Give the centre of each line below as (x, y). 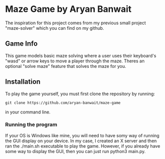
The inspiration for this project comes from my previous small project (76, 23)
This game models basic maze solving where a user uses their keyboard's (81, 55)
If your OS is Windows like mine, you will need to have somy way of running (82, 135)
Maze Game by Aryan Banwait (68, 9)
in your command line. (28, 112)
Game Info (22, 44)
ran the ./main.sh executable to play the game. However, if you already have (83, 146)
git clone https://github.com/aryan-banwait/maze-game (63, 103)
